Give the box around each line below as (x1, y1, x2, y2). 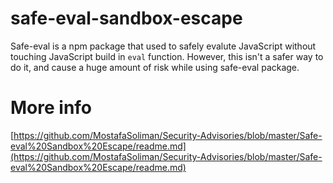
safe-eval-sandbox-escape (10, 7, 243, 30)
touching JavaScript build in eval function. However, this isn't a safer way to (10, 50, 324, 62)
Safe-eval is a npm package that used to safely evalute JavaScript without (10, 40, 317, 52)
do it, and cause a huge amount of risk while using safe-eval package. (10, 61, 300, 73)
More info (10, 97, 93, 119)
